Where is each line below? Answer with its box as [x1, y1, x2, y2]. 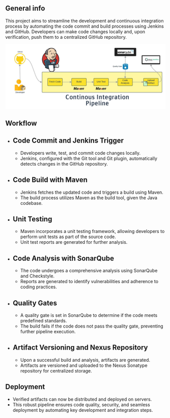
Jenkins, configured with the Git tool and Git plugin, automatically [20, 155, 158, 161]
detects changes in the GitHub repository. [20, 160, 108, 167]
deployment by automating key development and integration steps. [12, 407, 153, 413]
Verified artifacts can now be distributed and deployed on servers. [12, 396, 152, 402]
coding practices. [20, 284, 57, 290]
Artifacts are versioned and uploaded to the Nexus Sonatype [20, 362, 148, 368]
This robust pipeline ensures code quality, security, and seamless [12, 401, 150, 408]
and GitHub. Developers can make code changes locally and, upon [5, 28, 146, 35]
